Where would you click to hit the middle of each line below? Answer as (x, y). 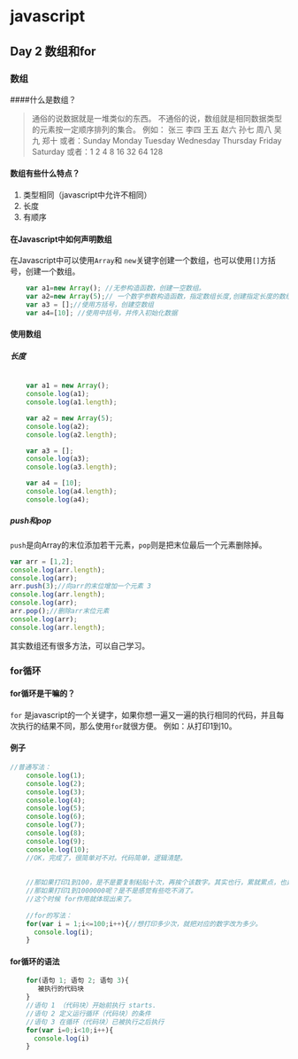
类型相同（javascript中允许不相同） (87, 195)
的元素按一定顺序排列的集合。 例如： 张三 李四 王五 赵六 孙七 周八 (152, 129)
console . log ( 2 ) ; (56, 783)
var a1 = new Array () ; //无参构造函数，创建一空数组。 (116, 288)
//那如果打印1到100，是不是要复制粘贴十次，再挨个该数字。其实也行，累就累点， (153, 883)
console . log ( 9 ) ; (56, 841)
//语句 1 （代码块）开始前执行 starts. (92, 1006)
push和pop (31, 521)
